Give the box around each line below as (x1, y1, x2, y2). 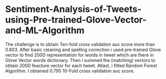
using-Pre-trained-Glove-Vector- (5, 14, 147, 25)
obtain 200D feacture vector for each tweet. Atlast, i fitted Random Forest (5, 62, 157, 68)
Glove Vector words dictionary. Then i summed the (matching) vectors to (5, 57, 155, 63)
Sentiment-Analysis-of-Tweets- (5, 3, 142, 15)
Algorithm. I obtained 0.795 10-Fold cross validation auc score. (5, 67, 135, 73)
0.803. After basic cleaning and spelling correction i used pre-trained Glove (5, 46, 161, 52)
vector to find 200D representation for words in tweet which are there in (5, 51, 154, 58)
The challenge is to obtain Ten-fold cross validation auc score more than (5, 41, 155, 47)
